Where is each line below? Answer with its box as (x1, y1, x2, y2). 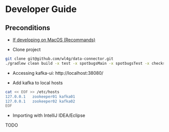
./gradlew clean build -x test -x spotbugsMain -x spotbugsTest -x (5, 61, 150, 66)
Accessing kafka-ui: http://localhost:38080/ (12, 70, 104, 76)
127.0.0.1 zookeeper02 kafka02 (5, 99, 75, 104)
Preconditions (5, 24, 50, 32)
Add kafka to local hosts (12, 79, 63, 86)
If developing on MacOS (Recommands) (12, 37, 96, 43)
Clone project (12, 47, 41, 52)
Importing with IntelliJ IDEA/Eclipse (12, 112, 86, 118)
